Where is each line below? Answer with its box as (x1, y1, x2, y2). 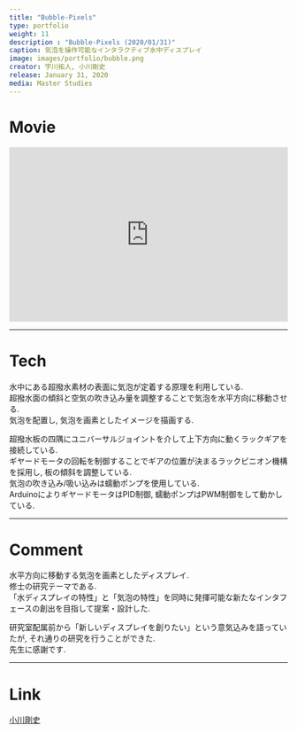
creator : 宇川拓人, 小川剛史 (9, 63, 106, 72)
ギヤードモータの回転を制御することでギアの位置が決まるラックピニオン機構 (9, 456, 288, 466)
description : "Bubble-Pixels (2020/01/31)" (9, 37, 176, 47)
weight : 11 (9, 29, 49, 38)
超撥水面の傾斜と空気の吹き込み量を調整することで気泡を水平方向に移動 (9, 392, 272, 403)
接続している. (9, 444, 58, 455)
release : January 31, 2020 (9, 71, 109, 80)
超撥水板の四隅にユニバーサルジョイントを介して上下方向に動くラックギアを (9, 433, 288, 444)
